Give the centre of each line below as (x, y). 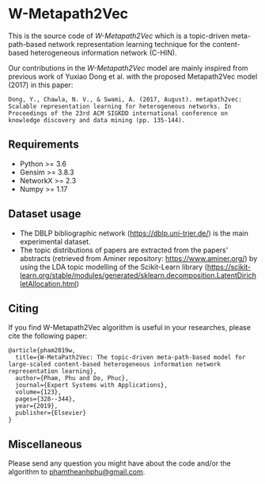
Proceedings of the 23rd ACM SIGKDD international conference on (118, 113)
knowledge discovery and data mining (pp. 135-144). (97, 120)
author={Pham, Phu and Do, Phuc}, (72, 378)
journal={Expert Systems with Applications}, (92, 386)
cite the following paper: (48, 336)
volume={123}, (38, 392)
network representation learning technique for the (129, 44)
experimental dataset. (55, 241)
